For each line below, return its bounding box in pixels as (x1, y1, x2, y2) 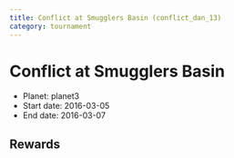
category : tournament (9, 22, 92, 31)
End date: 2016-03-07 (22, 110, 107, 121)
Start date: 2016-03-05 (22, 101, 110, 112)
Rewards (9, 136, 61, 152)
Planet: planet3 (22, 91, 80, 102)
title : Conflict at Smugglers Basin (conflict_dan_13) (9, 13, 222, 23)
